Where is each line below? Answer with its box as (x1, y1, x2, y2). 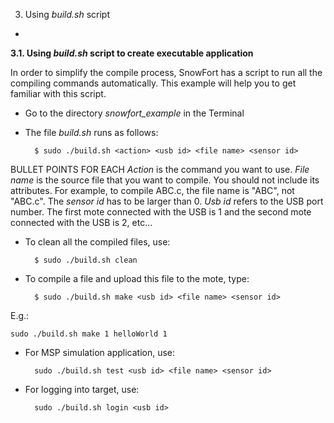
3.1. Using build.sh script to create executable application (10, 47, 254, 59)
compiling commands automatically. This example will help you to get (10, 77, 297, 89)
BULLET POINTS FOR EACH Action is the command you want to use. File (10, 164, 310, 175)
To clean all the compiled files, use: (24, 236, 171, 248)
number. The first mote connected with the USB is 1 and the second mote (10, 206, 312, 218)
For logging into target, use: (24, 384, 140, 395)
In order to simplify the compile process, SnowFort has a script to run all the (10, 67, 323, 78)
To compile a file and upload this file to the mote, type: (24, 273, 250, 284)
